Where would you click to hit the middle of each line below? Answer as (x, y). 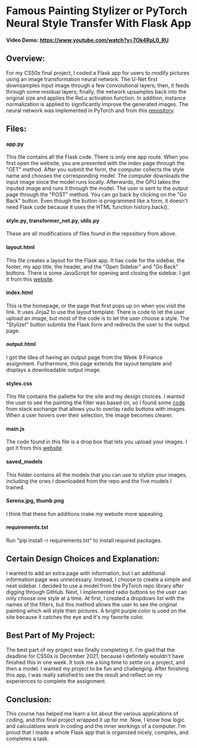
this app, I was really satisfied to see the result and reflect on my (84, 675)
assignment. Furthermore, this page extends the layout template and (89, 363)
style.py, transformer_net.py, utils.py (53, 220)
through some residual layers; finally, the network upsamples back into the (96, 91)
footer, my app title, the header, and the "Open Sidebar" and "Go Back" (92, 266)
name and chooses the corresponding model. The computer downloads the (98, 176)
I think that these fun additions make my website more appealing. (85, 513)
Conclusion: (29, 700)
